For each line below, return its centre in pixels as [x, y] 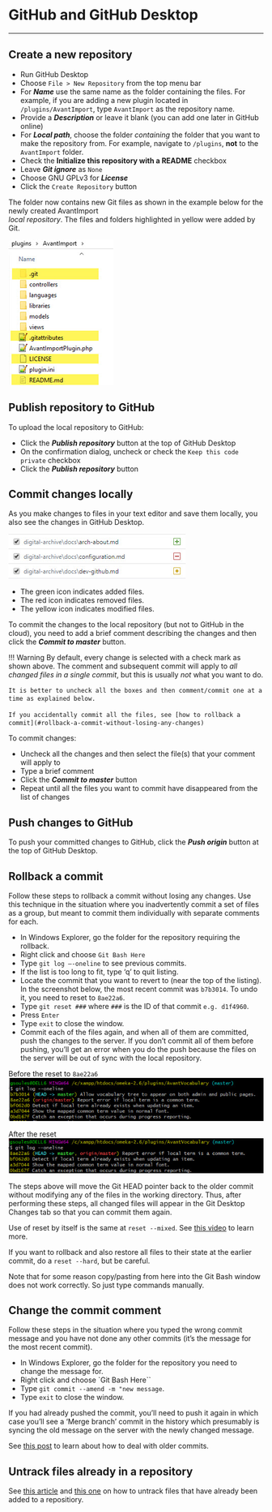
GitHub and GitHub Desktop [103, 15]
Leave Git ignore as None [61, 169]
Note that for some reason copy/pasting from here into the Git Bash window [135, 1276]
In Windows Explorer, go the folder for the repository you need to [128, 1363]
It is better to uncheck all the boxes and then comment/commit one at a [136, 691]
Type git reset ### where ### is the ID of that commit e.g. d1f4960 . [134, 1006]
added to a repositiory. [46, 1500]
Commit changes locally [71, 494]
